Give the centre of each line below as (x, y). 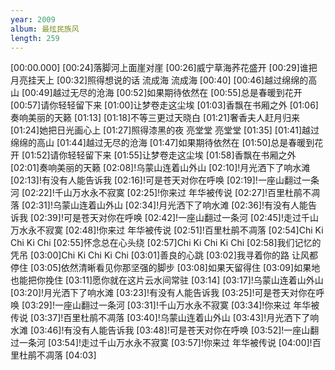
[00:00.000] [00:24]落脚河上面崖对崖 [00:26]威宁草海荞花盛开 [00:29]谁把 (164, 68)
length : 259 (35, 38)
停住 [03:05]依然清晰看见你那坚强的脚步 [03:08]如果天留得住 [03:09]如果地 (165, 268)
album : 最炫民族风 (45, 29)
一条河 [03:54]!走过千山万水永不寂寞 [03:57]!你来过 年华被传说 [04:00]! (165, 343)
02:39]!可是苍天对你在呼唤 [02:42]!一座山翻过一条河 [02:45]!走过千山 (176, 218)
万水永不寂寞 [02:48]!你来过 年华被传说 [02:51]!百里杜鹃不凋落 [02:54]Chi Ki (167, 230)
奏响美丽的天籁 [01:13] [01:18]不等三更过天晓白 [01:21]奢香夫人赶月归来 (155, 118)
